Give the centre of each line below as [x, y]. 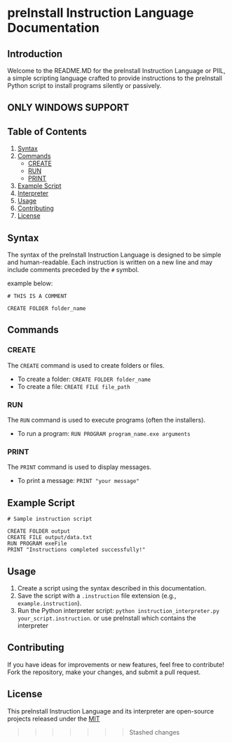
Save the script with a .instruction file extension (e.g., [97, 595]
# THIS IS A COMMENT [37, 297]
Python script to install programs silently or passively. [84, 85]
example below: [30, 283]
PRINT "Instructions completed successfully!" [76, 550]
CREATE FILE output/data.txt [50, 538]
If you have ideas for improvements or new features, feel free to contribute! [116, 664]
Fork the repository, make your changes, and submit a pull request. [104, 672]
